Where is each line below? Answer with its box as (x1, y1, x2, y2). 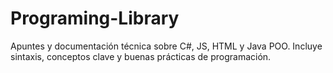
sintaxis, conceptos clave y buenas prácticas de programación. (10, 50, 272, 62)
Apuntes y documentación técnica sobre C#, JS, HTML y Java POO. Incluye (10, 40, 323, 52)
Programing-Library (10, 7, 180, 30)
